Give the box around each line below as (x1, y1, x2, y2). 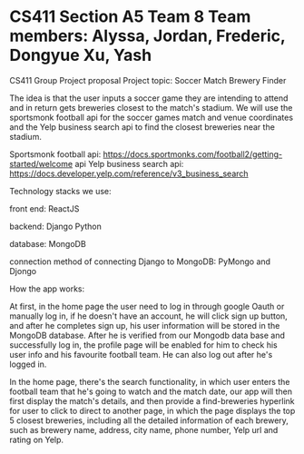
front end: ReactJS (9, 202, 80, 214)
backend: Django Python (9, 221, 102, 232)
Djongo (9, 265, 37, 276)
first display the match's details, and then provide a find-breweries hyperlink (9, 395, 295, 406)
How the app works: (9, 283, 85, 294)
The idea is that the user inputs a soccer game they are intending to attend (9, 93, 289, 104)
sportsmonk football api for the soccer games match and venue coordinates (9, 112, 293, 123)
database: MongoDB (9, 238, 86, 249)
